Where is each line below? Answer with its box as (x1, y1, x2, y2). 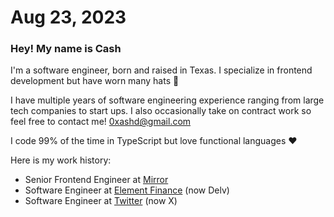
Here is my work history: (10, 154, 112, 166)
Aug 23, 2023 (10, 6, 127, 29)
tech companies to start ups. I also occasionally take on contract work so (10, 105, 312, 117)
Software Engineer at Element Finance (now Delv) (24, 184, 230, 196)
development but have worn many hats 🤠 (10, 75, 180, 87)
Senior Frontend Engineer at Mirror (24, 174, 169, 186)
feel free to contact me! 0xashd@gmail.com (10, 116, 192, 128)
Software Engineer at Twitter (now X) (24, 195, 178, 207)
